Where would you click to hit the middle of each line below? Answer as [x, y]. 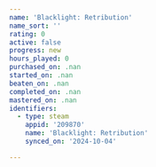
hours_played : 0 [39, 59]
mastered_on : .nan [43, 100]
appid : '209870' [55, 125]
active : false [35, 42]
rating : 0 [27, 34]
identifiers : [33, 108]
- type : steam [43, 116]
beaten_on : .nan [39, 83]
